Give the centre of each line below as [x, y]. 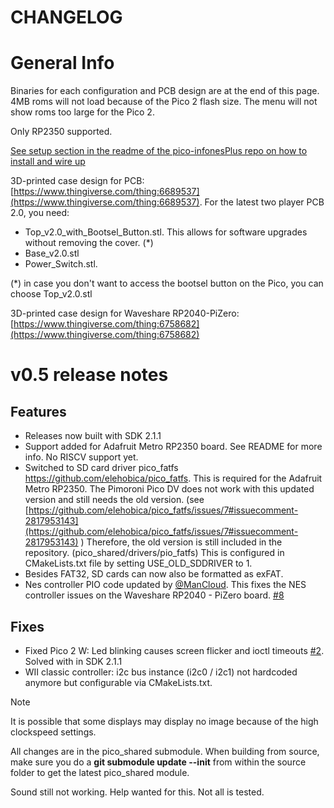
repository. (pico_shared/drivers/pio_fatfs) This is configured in [154, 553]
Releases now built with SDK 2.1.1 [93, 436]
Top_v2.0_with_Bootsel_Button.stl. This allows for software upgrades [166, 232]
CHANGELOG [66, 17]
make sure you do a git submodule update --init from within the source [158, 762]
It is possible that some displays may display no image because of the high [164, 721]
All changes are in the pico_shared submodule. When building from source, [165, 751]
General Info [62, 63]
